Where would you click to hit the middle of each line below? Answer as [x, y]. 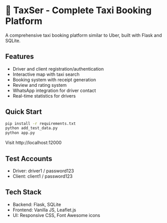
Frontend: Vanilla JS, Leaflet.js [44, 210]
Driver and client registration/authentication [58, 69]
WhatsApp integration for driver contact [54, 90]
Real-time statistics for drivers [44, 95]
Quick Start [24, 112]
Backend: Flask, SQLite [37, 204]
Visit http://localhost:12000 [34, 143]
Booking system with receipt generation [54, 79]
